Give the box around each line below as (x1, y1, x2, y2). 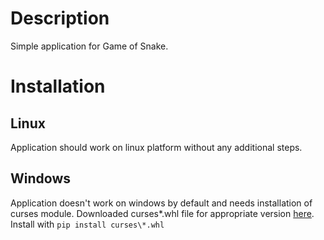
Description (10, 7, 110, 30)
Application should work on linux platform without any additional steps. (10, 141, 303, 153)
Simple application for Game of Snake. (10, 40, 169, 52)
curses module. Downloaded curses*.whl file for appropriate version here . (10, 207, 315, 219)
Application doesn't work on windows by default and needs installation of (10, 197, 313, 209)
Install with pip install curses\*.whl (10, 218, 165, 230)
